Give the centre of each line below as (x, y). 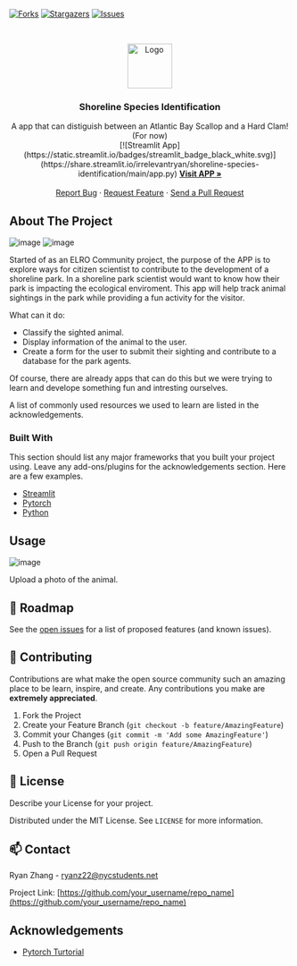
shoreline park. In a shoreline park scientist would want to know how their (144, 279)
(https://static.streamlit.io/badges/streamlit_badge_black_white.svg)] (150, 155)
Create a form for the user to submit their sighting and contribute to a (149, 352)
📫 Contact (40, 850)
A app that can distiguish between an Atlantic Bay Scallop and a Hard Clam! (150, 126)
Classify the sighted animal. (73, 333)
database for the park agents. (77, 361)
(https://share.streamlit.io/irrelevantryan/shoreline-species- (150, 165)
